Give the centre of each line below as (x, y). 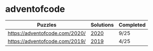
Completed (132, 25)
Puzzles (47, 25)
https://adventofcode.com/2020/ (47, 33)
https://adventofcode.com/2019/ (47, 41)
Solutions (102, 25)
